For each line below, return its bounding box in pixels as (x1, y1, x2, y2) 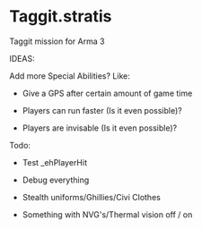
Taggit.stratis (9, 6, 112, 27)
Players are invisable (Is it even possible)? (22, 123, 178, 133)
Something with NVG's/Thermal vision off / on (22, 208, 193, 220)
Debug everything (22, 174, 90, 185)
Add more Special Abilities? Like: (9, 70, 130, 81)
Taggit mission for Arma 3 (9, 36, 105, 47)
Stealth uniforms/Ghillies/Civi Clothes (22, 191, 162, 202)
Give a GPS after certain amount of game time (22, 88, 193, 98)
